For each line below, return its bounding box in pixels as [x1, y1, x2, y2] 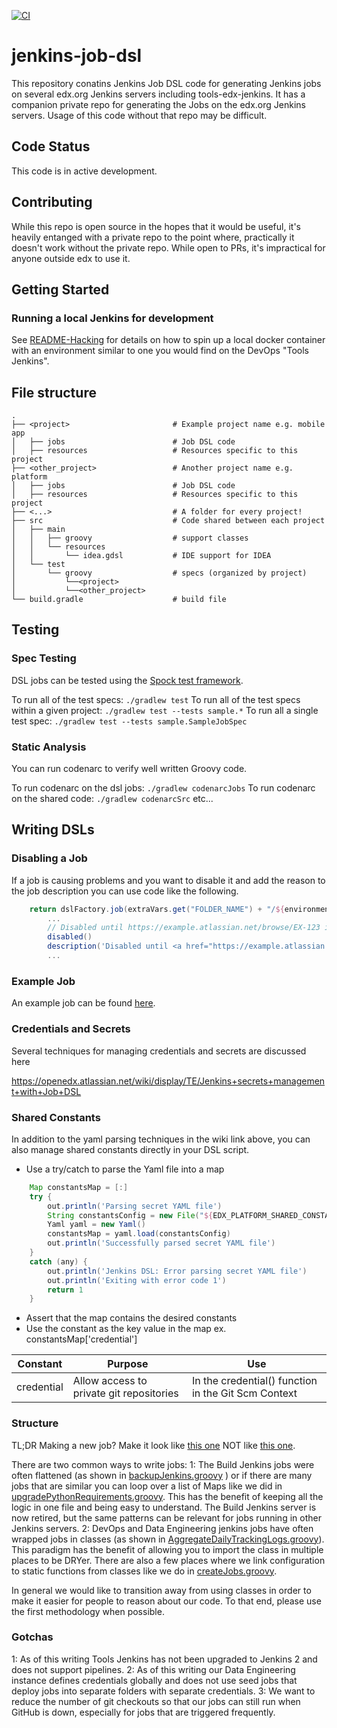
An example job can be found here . [11, 997, 156, 1009]
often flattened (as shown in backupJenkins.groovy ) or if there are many [11, 1469, 313, 1481]
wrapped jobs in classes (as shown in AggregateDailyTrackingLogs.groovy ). [11, 1533, 325, 1545]
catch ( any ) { [29, 1256, 88, 1267]
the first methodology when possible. [11, 1605, 165, 1617]
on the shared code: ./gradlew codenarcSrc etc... [11, 793, 214, 805]
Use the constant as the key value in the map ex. [25, 1323, 227, 1335]
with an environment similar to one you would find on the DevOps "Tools [11, 345, 309, 357]
